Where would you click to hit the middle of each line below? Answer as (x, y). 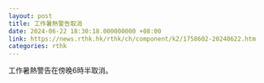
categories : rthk (38, 46)
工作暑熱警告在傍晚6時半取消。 (61, 71)
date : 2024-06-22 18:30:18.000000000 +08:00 (85, 31)
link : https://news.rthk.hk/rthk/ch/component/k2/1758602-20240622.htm (132, 39)
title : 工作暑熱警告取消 (45, 24)
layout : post (30, 16)
